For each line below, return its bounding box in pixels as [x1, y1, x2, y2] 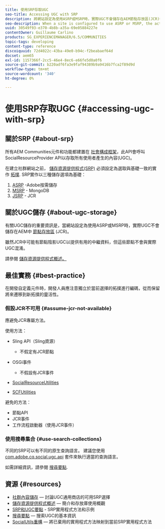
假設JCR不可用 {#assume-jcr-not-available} [5, 305, 112, 312]
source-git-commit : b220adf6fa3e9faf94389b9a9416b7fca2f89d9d [5, 62, 135, 67]
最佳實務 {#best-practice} [5, 271, 86, 280]
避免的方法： [5, 399, 31, 405]
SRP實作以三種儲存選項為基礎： [21, 171, 86, 177]
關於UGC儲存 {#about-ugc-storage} [5, 208, 117, 217]
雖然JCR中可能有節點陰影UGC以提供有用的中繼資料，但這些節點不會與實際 [5, 239, 157, 245]
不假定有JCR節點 [19, 349, 54, 354]
